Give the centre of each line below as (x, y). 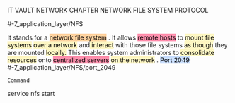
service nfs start (31, 93)
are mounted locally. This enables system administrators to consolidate (111, 53)
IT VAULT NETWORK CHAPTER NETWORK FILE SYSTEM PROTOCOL (108, 10)
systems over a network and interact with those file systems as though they (117, 45)
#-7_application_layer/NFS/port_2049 (62, 67)
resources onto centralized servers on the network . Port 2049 (98, 60)
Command (19, 80)
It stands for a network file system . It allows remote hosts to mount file (111, 37)
